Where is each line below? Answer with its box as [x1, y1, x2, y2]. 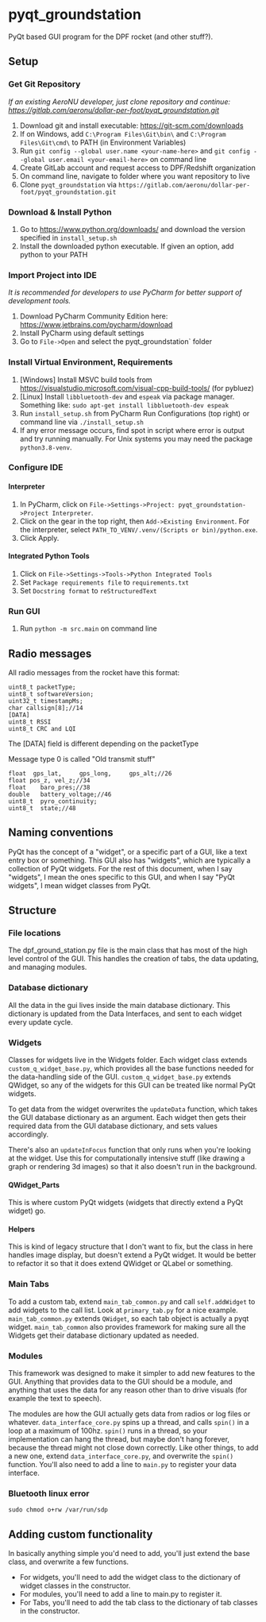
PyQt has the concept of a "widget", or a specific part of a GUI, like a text [8, 847, 248, 856]
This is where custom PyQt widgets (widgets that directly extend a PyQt [8, 1198, 244, 1207]
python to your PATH [19, 249, 88, 259]
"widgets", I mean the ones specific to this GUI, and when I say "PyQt [8, 872, 236, 882]
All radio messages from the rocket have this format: [8, 667, 180, 677]
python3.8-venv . [19, 442, 73, 452]
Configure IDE [8, 462, 64, 473]
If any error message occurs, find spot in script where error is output [19, 425, 245, 434]
